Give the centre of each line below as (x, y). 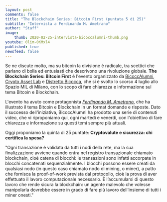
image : (12, 33)
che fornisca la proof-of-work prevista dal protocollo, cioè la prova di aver (81, 174)
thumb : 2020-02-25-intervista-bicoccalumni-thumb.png (71, 38)
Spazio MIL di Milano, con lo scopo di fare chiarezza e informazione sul (79, 87)
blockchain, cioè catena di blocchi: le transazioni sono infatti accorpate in (81, 158)
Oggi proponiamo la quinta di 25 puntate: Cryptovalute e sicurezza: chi (79, 132)
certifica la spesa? (25, 138)
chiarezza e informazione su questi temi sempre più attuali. (66, 123)
